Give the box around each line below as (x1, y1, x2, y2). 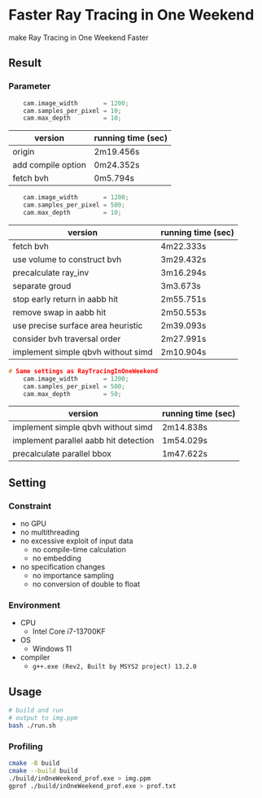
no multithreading (20, 527, 80, 538)
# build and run (8, 706, 63, 715)
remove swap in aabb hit (12, 307, 107, 318)
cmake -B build (8, 759, 60, 768)
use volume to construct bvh (12, 254, 122, 265)
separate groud (12, 280, 72, 291)
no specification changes (20, 562, 106, 572)
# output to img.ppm (8, 714, 79, 722)
